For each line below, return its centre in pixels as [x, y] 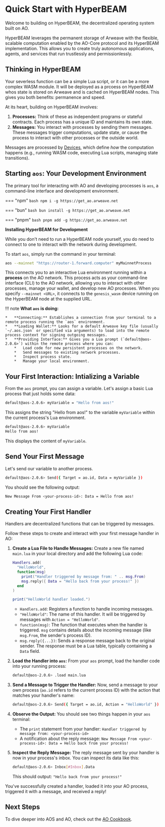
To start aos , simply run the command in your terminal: [61, 254]
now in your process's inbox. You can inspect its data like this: [76, 758]
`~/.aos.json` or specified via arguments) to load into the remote [77, 331]
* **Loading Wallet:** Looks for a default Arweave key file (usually [82, 326]
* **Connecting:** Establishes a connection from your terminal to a [81, 318]
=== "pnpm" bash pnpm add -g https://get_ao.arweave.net [66, 219]
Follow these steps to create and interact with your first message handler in [82, 533]
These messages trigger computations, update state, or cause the [80, 132]
